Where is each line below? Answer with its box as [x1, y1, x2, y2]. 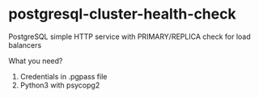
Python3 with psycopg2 [19, 80, 100, 90]
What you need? [8, 56, 63, 66]
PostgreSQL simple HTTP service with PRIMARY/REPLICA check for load [8, 32, 251, 41]
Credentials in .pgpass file [19, 71, 108, 81]
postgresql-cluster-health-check [8, 5, 236, 23]
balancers [8, 40, 42, 49]
